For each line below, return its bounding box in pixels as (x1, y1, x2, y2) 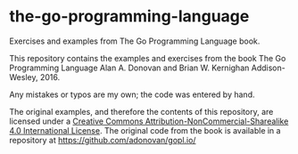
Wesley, (9, 71, 38, 82)
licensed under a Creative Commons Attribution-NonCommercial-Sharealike (9, 116, 289, 126)
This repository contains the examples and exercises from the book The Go (9, 53, 286, 63)
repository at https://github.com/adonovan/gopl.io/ (9, 134, 196, 145)
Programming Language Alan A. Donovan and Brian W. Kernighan (9, 62, 250, 73)
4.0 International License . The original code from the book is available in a (9, 125, 281, 135)
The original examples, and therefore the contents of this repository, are (9, 106, 274, 117)
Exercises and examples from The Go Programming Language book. (9, 36, 261, 46)
